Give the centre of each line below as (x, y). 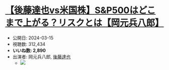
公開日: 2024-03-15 (33, 38)
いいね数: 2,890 (29, 50)
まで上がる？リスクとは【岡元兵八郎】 (85, 23)
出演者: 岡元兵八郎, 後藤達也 (41, 56)
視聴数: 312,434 (29, 44)
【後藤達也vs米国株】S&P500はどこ (80, 10)
